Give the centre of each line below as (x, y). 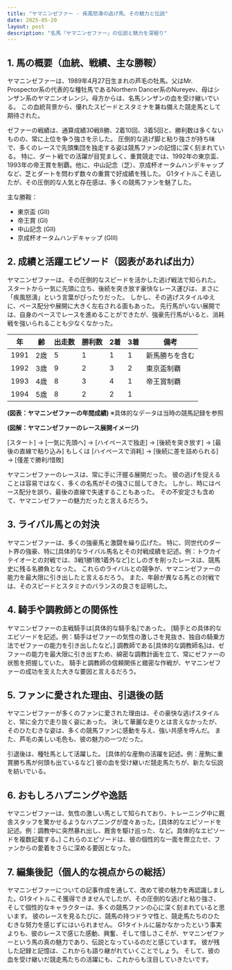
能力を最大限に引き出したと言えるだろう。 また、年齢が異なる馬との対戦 (111, 577)
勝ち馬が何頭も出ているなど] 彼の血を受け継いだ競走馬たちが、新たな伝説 (118, 763)
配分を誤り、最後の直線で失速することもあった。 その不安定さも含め (117, 492)
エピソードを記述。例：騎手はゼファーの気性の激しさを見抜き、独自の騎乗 (113, 636)
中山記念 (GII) (36, 229)
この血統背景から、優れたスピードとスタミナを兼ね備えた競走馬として (121, 107)
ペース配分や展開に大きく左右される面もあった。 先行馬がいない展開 (117, 305)
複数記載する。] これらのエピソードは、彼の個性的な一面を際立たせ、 (117, 840)
